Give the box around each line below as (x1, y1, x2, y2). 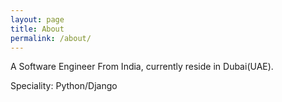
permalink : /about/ (10, 33, 92, 43)
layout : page (10, 14, 65, 25)
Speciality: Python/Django (10, 80, 118, 92)
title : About (10, 24, 65, 34)
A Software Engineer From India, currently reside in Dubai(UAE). (10, 61, 274, 73)
